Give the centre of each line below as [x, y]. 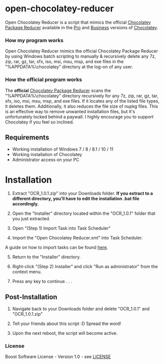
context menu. [27, 272]
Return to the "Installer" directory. [46, 257]
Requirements [27, 137]
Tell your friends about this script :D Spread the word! [67, 324]
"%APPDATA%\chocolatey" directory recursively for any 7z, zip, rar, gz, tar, [82, 96]
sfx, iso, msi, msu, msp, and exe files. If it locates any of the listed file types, [82, 101]
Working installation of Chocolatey [47, 155]
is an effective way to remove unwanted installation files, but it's [70, 111]
